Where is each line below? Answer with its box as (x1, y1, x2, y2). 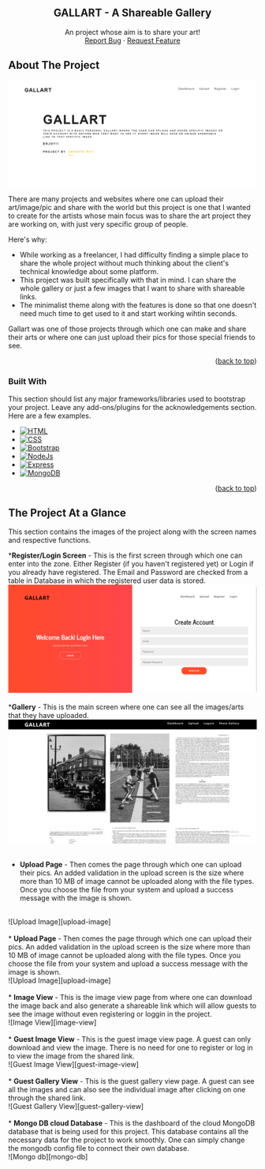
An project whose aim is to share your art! (64, 27, 201, 36)
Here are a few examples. (8, 411, 91, 420)
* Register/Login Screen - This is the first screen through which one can (8, 551, 243, 560)
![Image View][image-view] (8, 1017, 97, 1027)
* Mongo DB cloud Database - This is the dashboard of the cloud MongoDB (8, 1118, 256, 1128)
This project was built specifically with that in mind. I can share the (19, 276, 237, 285)
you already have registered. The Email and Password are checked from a (8, 568, 248, 577)
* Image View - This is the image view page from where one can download (8, 992, 252, 1002)
